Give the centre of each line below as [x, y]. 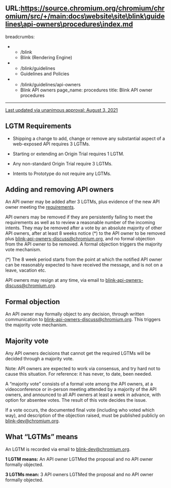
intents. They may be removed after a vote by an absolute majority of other [84, 228]
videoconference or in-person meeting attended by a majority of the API [81, 389]
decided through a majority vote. [39, 359]
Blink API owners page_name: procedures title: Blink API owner [86, 90]
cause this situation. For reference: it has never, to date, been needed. [79, 374]
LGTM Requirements [38, 126]
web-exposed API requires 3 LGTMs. [51, 144]
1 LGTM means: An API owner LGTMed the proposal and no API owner [79, 459]
